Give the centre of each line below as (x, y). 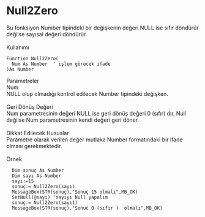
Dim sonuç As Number (38, 170)
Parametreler (23, 81)
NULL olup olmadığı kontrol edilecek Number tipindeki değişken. (87, 93)
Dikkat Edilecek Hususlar (38, 133)
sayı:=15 (23, 181)
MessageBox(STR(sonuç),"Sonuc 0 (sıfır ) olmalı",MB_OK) (88, 208)
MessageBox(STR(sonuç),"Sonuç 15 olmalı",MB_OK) (75, 192)
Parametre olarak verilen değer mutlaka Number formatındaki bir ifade (95, 140)
